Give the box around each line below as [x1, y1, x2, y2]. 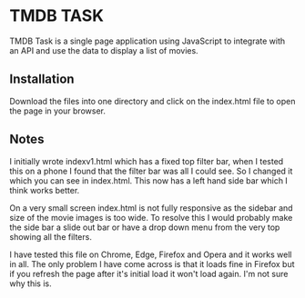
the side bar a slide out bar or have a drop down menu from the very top [9, 222, 280, 233]
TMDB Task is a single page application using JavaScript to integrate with [9, 35, 286, 46]
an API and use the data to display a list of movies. [9, 45, 198, 55]
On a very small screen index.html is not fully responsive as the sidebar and [9, 202, 293, 214]
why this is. [9, 278, 52, 289]
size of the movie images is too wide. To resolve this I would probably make [9, 212, 293, 223]
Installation [9, 72, 75, 87]
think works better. [9, 184, 80, 195]
